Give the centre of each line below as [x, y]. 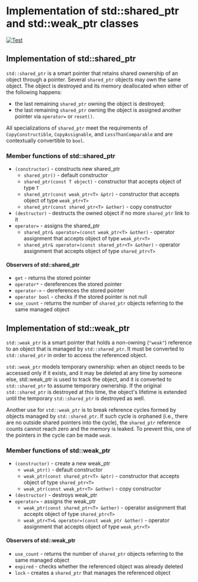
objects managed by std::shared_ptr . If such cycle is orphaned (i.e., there [97, 416]
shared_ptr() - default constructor [66, 175]
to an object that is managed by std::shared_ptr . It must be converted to [95, 349]
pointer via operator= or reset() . [55, 116]
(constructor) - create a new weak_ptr [63, 464]
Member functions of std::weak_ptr [58, 450]
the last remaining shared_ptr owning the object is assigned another [98, 110]
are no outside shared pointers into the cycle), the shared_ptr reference [93, 423]
